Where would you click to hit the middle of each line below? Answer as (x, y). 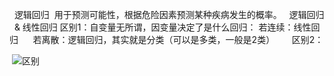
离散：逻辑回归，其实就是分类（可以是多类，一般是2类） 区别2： (182, 39)
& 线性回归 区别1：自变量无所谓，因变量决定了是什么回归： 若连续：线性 (162, 27)
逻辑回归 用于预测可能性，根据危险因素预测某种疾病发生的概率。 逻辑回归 (169, 14)
